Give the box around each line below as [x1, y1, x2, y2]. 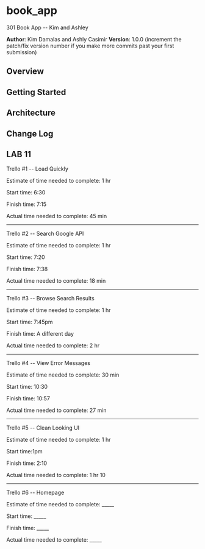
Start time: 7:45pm [6, 318, 53, 326]
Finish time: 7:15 [6, 200, 47, 208]
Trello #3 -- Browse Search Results [6, 295, 95, 302]
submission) [6, 48, 37, 55]
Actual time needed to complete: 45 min [6, 213, 107, 220]
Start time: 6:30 [6, 189, 46, 196]
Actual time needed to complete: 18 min [6, 277, 106, 285]
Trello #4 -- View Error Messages [6, 360, 90, 367]
